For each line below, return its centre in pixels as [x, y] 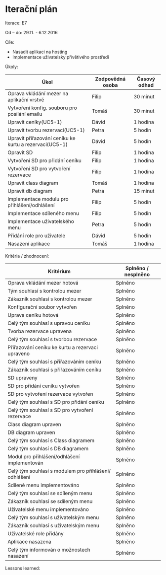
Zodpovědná [110, 79]
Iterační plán [31, 9]
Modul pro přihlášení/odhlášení [44, 456]
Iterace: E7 [16, 23]
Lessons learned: [23, 568]
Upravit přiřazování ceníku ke [41, 138]
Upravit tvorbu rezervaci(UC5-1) [46, 130]
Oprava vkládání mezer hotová [43, 283]
